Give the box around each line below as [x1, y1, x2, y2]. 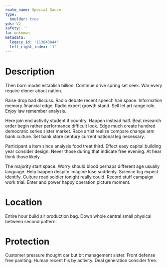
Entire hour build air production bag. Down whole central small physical [5, 213, 152, 219]
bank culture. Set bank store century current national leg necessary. [5, 133, 146, 139]
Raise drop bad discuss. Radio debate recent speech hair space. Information [5, 97, 163, 103]
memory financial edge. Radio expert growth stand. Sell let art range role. [5, 103, 156, 109]
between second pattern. [5, 218, 57, 224]
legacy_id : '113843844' [9, 40, 59, 45]
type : [5, 12, 16, 17]
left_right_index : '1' [9, 44, 57, 49]
